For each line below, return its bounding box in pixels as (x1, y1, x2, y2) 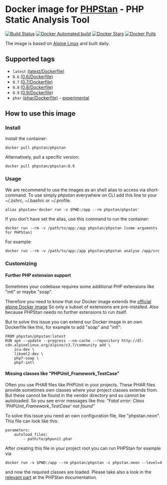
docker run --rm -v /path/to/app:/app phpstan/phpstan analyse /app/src (5, 248, 160, 253)
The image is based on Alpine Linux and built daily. (5, 40, 110, 46)
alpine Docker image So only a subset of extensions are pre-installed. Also (5, 304, 159, 310)
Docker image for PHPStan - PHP (5, 4, 144, 15)
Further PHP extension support (5, 272, 71, 278)
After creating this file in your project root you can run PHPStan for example (5, 445, 161, 451)
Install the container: (5, 136, 47, 142)
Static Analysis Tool (5, 14, 90, 26)
